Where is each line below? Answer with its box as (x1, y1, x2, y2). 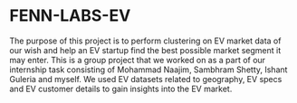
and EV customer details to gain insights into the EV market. (9, 83, 233, 94)
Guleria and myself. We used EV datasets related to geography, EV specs (9, 73, 283, 84)
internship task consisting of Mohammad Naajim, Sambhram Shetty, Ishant (9, 64, 288, 75)
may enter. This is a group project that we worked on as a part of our (9, 54, 265, 65)
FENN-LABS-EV (9, 5, 131, 26)
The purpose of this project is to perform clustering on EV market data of (9, 35, 282, 46)
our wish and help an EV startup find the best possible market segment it (9, 44, 282, 55)
